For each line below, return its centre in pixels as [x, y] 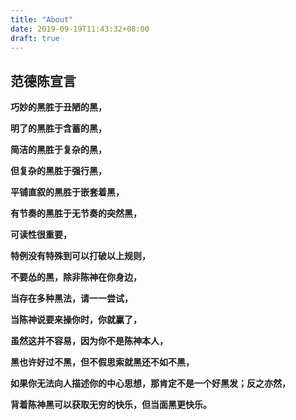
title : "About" [42, 19]
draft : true [35, 38]
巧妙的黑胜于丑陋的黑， [58, 107]
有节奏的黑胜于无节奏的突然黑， [76, 213]
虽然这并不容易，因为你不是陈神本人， [89, 341]
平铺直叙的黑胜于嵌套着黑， [67, 192]
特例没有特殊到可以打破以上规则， [80, 256]
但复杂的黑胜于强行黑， [58, 171]
